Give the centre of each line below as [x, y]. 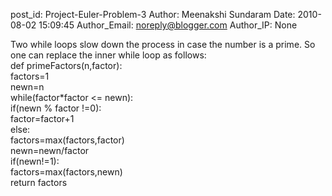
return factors [39, 182]
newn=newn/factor [50, 150]
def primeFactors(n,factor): [66, 65]
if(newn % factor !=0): [56, 108]
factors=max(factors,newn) [66, 172]
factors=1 [30, 76]
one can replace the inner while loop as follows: [108, 55]
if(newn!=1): [35, 161]
